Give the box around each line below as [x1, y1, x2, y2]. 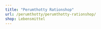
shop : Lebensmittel [5, 16, 46, 21]
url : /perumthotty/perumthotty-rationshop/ [5, 12, 97, 17]
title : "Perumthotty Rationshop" [5, 7, 74, 12]
